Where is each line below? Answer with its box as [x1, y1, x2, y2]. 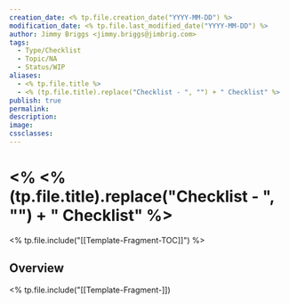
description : [9, 112, 58, 121]
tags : [9, 37, 29, 47]
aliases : [9, 71, 42, 80]
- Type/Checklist [17, 46, 82, 55]
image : [9, 121, 34, 130]
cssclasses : [9, 129, 53, 138]
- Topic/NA [17, 54, 58, 63]
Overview [9, 260, 65, 276]
